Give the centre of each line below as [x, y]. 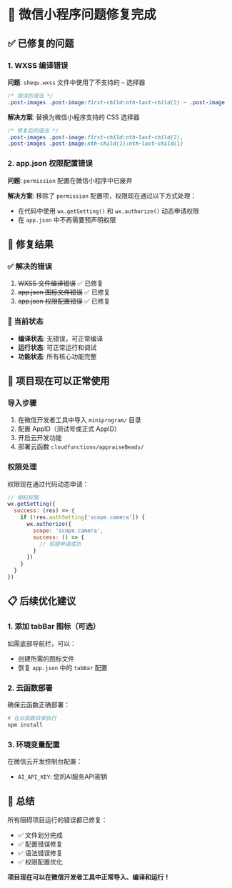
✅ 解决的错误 [30, 266]
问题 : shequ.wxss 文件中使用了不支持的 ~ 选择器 [76, 82]
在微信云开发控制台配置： [45, 761]
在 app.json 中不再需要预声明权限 [67, 219]
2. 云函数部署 [30, 688]
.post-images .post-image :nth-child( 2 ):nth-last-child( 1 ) [95, 144]
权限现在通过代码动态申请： [48, 484]
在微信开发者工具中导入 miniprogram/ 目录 [79, 420]
